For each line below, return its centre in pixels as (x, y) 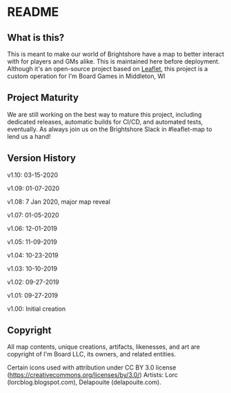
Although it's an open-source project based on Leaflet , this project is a (108, 69)
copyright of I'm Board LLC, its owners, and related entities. (92, 354)
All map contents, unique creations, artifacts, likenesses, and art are (104, 347)
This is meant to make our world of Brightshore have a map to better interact (116, 54)
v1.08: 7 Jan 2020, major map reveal (59, 202)
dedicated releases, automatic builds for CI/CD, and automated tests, (105, 122)
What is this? (36, 38)
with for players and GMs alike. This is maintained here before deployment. (114, 61)
